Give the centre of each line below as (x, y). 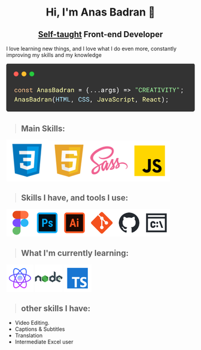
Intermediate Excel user (44, 342)
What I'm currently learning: (75, 253)
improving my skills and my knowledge (54, 55)
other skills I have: (56, 308)
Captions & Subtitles (40, 329)
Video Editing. (32, 323)
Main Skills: (43, 128)
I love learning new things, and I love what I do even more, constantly (92, 48)
